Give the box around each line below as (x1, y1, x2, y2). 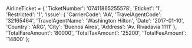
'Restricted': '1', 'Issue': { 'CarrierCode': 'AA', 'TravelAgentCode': (6, 11, 162, 18)
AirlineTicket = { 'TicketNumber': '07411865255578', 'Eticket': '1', (6, 5, 162, 12)
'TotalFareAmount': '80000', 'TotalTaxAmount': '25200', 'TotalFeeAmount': (6, 29, 187, 36)
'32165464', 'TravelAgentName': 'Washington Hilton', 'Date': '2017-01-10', (6, 17, 184, 24)
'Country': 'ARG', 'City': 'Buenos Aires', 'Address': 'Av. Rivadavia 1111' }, (6, 23, 177, 30)
